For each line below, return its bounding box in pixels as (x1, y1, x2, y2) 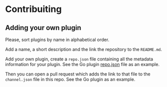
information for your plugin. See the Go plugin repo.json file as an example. (5, 61, 160, 67)
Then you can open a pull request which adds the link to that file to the (5, 71, 151, 77)
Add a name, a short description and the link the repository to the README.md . (5, 46, 162, 52)
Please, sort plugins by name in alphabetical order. (5, 36, 109, 42)
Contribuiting (5, 3, 62, 15)
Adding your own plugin (5, 23, 81, 32)
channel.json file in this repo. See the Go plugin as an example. (5, 76, 135, 82)
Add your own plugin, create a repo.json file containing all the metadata (5, 56, 153, 62)
